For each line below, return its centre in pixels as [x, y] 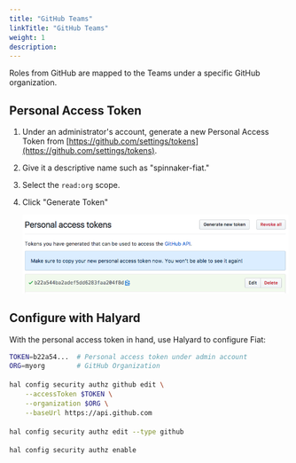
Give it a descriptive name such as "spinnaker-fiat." [116, 168]
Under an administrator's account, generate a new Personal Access [145, 132]
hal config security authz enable [73, 451]
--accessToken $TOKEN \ [69, 395]
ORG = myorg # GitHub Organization [85, 366]
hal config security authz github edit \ [87, 385]
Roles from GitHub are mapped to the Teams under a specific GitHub [135, 73]
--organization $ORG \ [67, 404]
